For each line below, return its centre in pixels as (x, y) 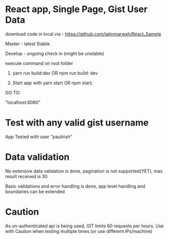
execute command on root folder (39, 63)
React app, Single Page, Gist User (76, 9)
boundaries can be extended (35, 191)
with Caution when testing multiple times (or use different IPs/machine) (79, 231)
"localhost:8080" (23, 102)
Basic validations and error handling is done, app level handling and (75, 186)
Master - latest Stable (28, 43)
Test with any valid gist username (77, 123)
